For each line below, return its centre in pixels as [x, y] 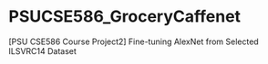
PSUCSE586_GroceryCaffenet [125, 17]
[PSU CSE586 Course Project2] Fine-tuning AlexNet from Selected [134, 41]
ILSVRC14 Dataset [42, 50]
